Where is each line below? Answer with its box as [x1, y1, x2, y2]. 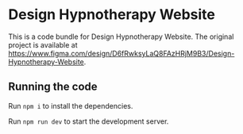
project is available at [8, 40, 78, 49]
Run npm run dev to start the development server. [8, 117, 169, 126]
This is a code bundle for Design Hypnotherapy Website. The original [8, 32, 234, 41]
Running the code [8, 80, 98, 94]
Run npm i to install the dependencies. [8, 101, 133, 110]
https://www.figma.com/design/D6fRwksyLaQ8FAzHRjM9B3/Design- [8, 48, 235, 58]
